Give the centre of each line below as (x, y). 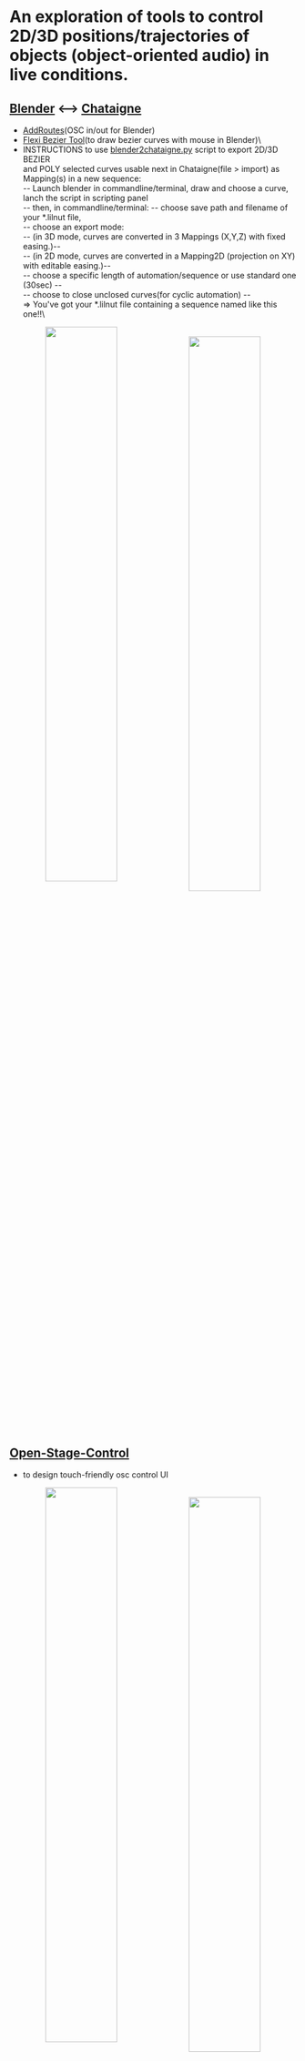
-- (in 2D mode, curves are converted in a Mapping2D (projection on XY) (159, 256)
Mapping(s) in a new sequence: (82, 178)
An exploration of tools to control (137, 17)
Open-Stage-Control (69, 1453)
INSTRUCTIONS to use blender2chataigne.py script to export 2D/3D (150, 149)
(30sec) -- (42, 285)
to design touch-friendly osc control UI (95, 1475)
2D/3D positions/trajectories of (130, 36)
